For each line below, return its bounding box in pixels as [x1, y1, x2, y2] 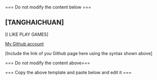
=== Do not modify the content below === [5, 4, 92, 10]
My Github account [5, 41, 44, 47]
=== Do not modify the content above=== [5, 60, 91, 66]
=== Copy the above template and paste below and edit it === [5, 69, 132, 75]
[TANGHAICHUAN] [5, 18, 64, 27]
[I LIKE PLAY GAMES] [5, 31, 49, 37]
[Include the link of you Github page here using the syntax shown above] [5, 50, 153, 56]
